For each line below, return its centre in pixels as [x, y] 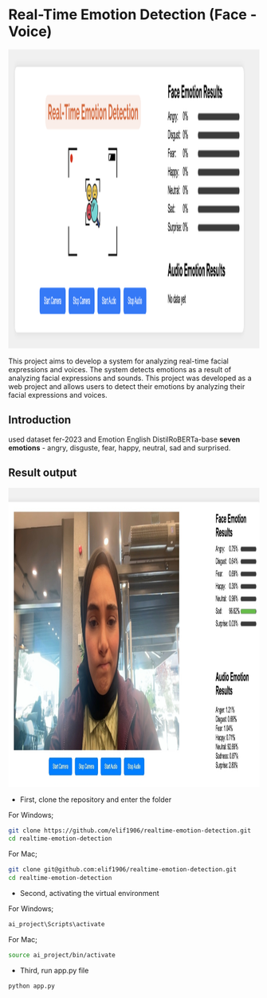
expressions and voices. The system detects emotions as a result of [120, 369]
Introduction [40, 420]
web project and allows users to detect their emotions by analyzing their [127, 386]
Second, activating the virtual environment [89, 894]
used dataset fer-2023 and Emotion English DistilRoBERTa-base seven [124, 439]
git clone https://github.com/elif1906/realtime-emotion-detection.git [130, 831]
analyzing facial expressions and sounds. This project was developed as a [130, 378]
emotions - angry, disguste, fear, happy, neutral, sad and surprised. [120, 447]
